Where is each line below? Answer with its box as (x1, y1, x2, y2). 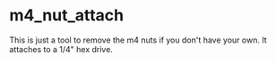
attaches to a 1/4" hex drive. (9, 43, 114, 54)
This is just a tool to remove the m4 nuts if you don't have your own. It (9, 35, 267, 45)
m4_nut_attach (9, 5, 124, 26)
